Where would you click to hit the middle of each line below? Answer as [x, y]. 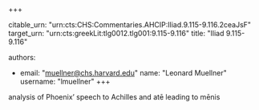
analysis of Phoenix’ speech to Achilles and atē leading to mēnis [114, 97]
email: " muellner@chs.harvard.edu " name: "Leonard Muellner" [123, 73]
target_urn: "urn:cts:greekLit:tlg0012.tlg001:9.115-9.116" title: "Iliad [116, 33]
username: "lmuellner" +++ [65, 81]
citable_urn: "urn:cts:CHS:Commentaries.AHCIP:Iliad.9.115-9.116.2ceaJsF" [129, 24]
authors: [22, 57]
